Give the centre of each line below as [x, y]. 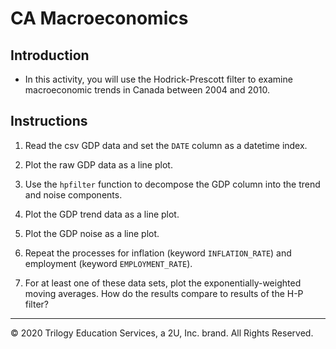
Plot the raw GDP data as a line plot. [98, 164]
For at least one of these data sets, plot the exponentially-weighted [163, 283]
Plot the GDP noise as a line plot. [92, 233]
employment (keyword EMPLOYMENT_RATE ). [108, 263]
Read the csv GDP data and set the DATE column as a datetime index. [166, 145]
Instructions [49, 121]
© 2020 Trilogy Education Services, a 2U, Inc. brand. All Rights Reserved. [162, 333]
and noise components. [73, 194]
